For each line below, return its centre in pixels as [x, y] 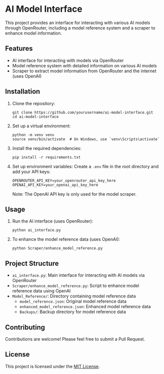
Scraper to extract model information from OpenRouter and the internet [84, 71]
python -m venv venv [33, 135]
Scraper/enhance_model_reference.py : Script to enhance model [76, 286]
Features [19, 48]
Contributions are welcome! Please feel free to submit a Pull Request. [75, 339]
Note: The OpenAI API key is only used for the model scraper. [74, 194]
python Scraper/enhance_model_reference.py [57, 248]
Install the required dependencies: [47, 148]
